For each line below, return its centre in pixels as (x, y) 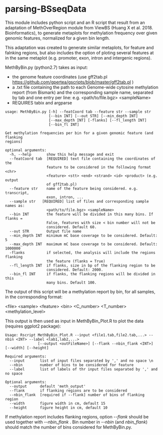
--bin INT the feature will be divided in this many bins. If (81, 214)
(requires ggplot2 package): (33, 326)
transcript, (17, 193)
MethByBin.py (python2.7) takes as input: (46, 67)
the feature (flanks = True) (76, 261)
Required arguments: (26, 356)
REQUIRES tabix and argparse (42, 103)
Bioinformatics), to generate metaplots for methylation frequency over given (81, 33)
